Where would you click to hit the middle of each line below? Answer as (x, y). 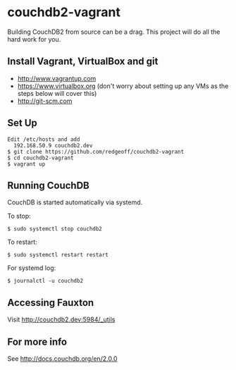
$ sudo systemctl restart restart (58, 255)
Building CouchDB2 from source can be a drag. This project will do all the (114, 32)
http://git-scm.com (45, 101)
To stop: (19, 216)
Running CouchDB (48, 185)
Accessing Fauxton (51, 303)
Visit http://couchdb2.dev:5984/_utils (61, 320)
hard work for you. (34, 39)
